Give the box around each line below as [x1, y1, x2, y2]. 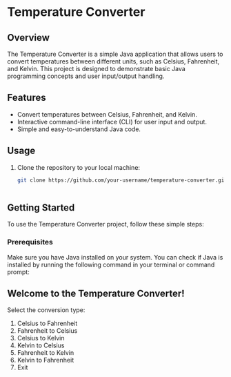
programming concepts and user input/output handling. [7, 72, 165, 80]
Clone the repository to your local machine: [17, 163, 140, 171]
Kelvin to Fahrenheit [17, 356, 74, 365]
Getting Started [7, 202, 75, 213]
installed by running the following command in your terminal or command [7, 260, 215, 269]
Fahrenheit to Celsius [17, 327, 78, 335]
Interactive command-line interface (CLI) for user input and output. [17, 117, 207, 126]
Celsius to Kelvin [17, 334, 65, 342]
